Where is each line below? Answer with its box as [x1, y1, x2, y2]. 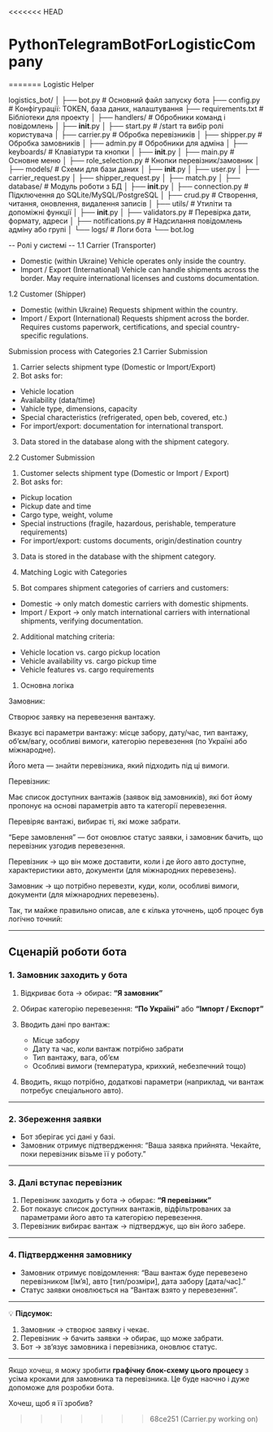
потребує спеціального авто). [19, 1085, 123, 1095]
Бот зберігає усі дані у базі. [19, 1131, 116, 1141]
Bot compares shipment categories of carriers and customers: [19, 582, 229, 592]
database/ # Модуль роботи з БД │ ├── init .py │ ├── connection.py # [8, 181, 249, 191]
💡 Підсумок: [8, 1308, 53, 1318]
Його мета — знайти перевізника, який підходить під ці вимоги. [8, 760, 230, 770]
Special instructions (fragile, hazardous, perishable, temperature [19, 518, 236, 528]
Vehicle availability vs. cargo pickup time [19, 655, 157, 665]
